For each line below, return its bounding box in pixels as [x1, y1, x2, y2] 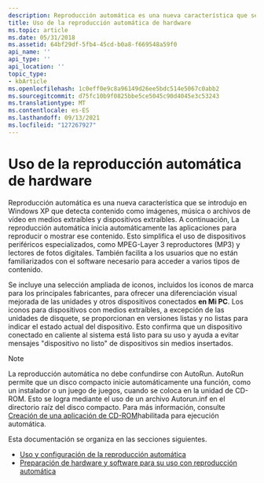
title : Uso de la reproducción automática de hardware [8, 19, 192, 27]
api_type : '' [8, 56, 51, 64]
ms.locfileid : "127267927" [8, 121, 97, 129]
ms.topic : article [8, 26, 68, 34]
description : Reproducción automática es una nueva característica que [8, 11, 247, 20]
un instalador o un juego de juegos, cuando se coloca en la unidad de [8, 385, 233, 395]
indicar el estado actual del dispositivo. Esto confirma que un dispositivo [8, 322, 243, 331]
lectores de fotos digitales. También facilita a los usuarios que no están [8, 248, 238, 257]
